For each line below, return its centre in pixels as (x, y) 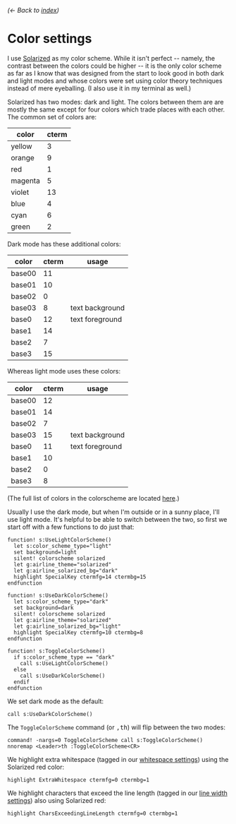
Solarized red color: (36, 767)
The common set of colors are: (52, 117)
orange (23, 157)
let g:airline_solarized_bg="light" (67, 626)
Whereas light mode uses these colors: (64, 371)
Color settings (50, 39)
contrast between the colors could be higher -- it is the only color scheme (114, 66)
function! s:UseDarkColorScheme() (58, 595)
